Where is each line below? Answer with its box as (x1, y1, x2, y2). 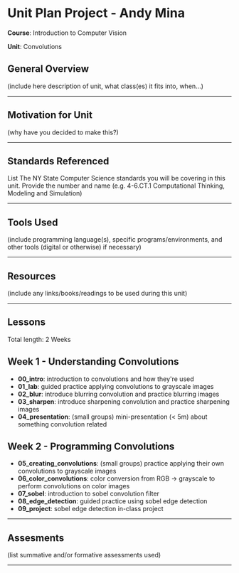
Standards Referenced (7, 155, 110, 167)
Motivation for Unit (7, 109, 92, 122)
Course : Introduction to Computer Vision (7, 28, 127, 37)
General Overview (7, 63, 90, 75)
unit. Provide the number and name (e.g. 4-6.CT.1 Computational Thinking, (7, 181, 225, 190)
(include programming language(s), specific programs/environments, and (7, 235, 223, 244)
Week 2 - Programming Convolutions (7, 441, 175, 453)
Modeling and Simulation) (7, 189, 83, 198)
